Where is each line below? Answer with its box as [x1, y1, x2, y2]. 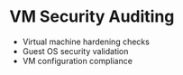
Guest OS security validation [22, 45, 129, 56]
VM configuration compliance [22, 55, 133, 66]
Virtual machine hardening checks [22, 36, 151, 47]
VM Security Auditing [9, 6, 175, 27]
